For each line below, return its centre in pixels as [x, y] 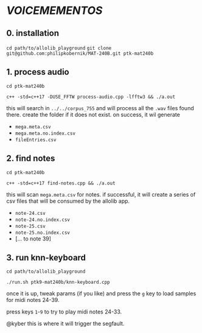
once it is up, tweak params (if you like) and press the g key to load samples [101, 293]
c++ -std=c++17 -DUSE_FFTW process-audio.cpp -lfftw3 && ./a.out [91, 97]
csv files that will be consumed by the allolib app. [68, 201]
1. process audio [38, 72]
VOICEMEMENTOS [54, 11]
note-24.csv [30, 213]
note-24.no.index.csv [42, 220]
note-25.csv [30, 226]
